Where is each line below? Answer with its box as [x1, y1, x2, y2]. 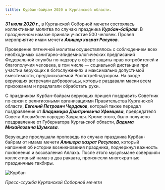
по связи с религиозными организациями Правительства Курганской [5, 97, 153, 104]
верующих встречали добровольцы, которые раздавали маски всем [5, 78, 151, 84]
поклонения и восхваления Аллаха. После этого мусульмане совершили [5, 149, 160, 155]
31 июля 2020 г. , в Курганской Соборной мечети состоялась [5, 21, 135, 27]
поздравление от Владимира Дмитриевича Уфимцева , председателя [5, 108, 156, 114]
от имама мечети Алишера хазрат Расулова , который [22, 139, 140, 145]
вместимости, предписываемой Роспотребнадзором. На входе [5, 72, 140, 78]
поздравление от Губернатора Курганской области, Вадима [5, 119, 134, 125]
